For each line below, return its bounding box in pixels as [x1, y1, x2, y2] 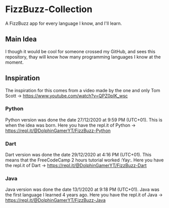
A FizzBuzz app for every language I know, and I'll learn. [5, 20, 122, 26]
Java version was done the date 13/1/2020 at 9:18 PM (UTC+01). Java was [5, 186, 160, 193]
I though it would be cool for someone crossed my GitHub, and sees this [5, 48, 155, 54]
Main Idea [5, 35, 37, 44]
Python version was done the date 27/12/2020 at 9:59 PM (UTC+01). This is [5, 116, 162, 122]
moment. [5, 59, 24, 65]
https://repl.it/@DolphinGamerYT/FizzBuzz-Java [5, 197, 106, 203]
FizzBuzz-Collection [5, 4, 92, 15]
